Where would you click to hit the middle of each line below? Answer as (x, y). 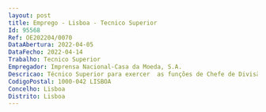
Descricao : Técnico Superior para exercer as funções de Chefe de (122, 74)
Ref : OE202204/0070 (40, 37)
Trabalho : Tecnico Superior (55, 60)
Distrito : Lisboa (37, 96)
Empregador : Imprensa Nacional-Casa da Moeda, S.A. (95, 67)
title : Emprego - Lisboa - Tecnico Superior (83, 23)
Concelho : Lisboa (37, 89)
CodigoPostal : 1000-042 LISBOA (60, 81)
